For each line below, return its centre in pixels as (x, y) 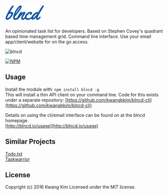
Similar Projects (31, 142)
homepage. (17, 120)
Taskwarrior (18, 159)
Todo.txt (14, 154)
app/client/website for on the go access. (47, 42)
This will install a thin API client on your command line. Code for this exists (82, 94)
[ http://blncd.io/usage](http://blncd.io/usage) (52, 125)
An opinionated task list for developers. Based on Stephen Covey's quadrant (84, 31)
